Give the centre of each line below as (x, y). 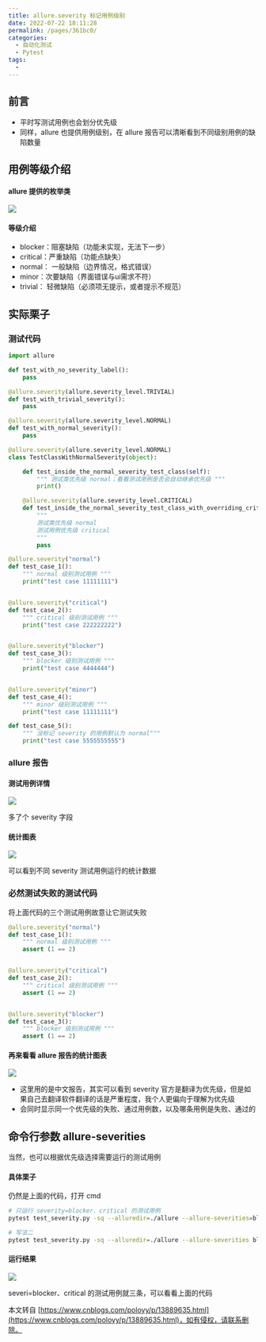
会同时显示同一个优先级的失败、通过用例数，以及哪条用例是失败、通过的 (137, 1109)
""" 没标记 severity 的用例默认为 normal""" (91, 734)
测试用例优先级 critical (73, 530)
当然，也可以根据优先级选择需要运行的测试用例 (84, 1157)
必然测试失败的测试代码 (53, 893)
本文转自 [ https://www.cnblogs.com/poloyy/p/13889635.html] (109, 1310)
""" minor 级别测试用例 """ (65, 704)
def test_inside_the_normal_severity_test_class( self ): (117, 472)
